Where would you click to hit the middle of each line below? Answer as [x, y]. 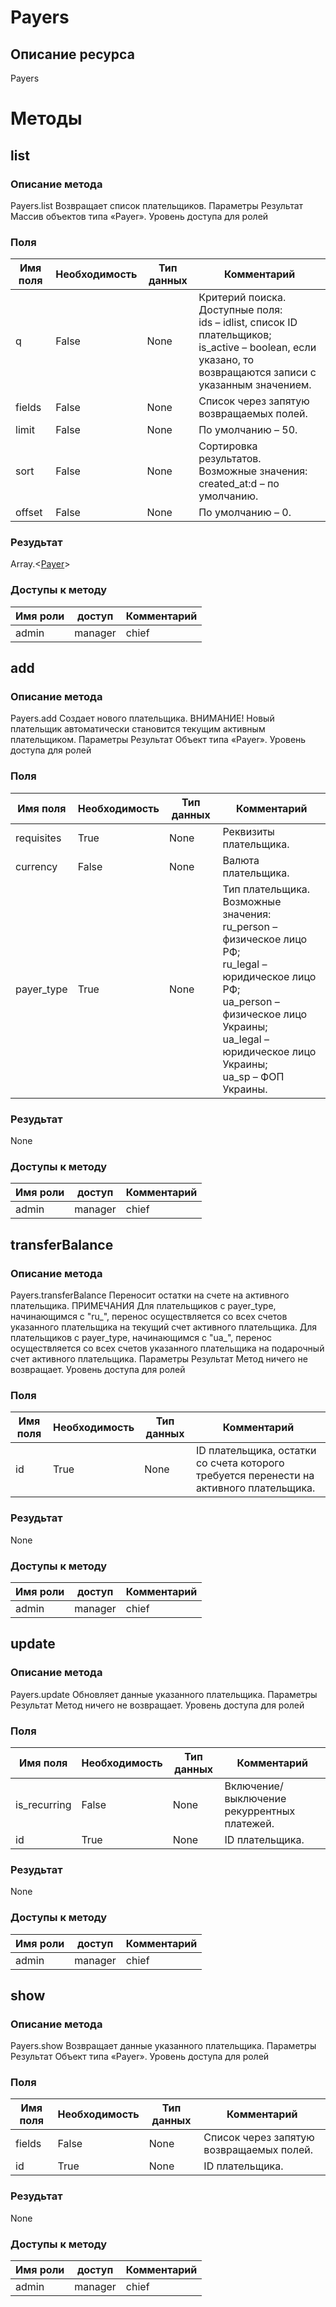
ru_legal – [245, 964]
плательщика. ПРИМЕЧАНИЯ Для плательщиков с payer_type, [143, 1306]
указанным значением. [255, 385]
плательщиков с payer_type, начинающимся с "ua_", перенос [141, 1338]
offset [29, 513]
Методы [46, 118]
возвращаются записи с [257, 373]
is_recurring [43, 1804]
